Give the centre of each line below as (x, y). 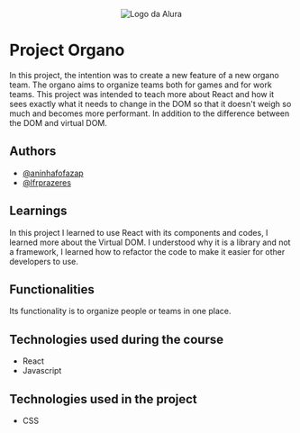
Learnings (38, 211)
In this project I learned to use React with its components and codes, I (139, 232)
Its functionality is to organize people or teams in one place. (120, 311)
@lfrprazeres (47, 182)
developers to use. (44, 261)
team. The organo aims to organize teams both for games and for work (141, 85)
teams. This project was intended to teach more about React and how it (142, 94)
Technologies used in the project (104, 399)
